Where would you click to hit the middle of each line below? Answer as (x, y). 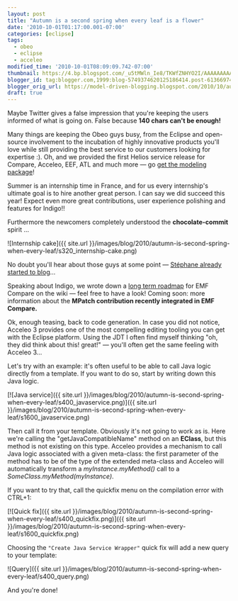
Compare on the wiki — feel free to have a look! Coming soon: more (106, 293)
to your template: (32, 555)
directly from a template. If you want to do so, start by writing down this (112, 373)
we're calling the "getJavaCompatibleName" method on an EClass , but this (117, 439)
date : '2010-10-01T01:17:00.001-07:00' (66, 27)
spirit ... (18, 230)
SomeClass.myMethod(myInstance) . (61, 476)
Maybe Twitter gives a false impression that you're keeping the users (108, 113)
